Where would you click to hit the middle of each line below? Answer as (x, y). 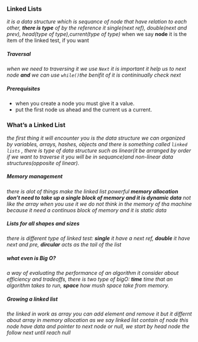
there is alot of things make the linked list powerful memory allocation (93, 191)
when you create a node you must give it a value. (75, 103)
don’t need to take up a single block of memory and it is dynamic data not (99, 198)
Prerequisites (24, 88)
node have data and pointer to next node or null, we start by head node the (98, 327)
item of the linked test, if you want (48, 41)
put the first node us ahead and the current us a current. (84, 110)
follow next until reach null (39, 333)
